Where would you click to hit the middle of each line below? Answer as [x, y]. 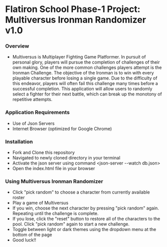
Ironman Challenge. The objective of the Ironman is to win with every [83, 73]
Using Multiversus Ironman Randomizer [54, 181]
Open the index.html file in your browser [54, 168]
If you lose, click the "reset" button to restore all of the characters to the [86, 219]
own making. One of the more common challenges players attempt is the [87, 67]
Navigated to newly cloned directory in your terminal [66, 158]
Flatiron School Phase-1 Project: [73, 9]
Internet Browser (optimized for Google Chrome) [62, 128]
